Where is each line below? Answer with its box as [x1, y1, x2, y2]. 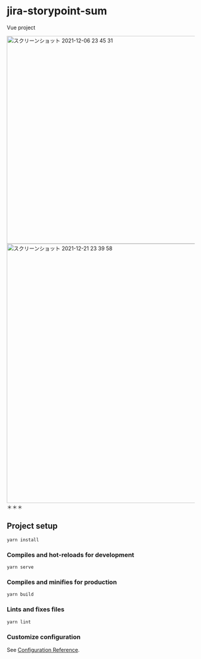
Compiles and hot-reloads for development [7, 550, 135, 559]
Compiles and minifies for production [7, 578, 117, 586]
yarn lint [7, 619, 32, 625]
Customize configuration [7, 633, 81, 641]
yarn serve [7, 564, 34, 571]
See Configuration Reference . [7, 646, 80, 653]
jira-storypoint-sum [7, 4, 107, 18]
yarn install [7, 537, 39, 543]
